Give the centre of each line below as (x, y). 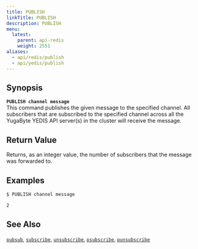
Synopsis (24, 88)
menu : (13, 29)
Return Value (31, 140)
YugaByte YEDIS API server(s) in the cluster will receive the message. (94, 121)
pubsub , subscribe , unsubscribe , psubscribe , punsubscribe (78, 239)
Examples (25, 180)
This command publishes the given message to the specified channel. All (98, 108)
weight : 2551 (34, 46)
